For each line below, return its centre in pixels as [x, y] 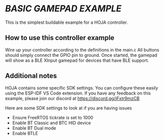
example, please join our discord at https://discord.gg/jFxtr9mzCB [72, 98]
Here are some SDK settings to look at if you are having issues [69, 108]
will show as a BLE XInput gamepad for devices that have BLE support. [77, 60]
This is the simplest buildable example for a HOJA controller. [67, 22]
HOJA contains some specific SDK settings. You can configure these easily [82, 88]
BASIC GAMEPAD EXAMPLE [63, 9]
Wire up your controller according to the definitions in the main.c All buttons [82, 49]
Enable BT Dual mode [34, 128]
